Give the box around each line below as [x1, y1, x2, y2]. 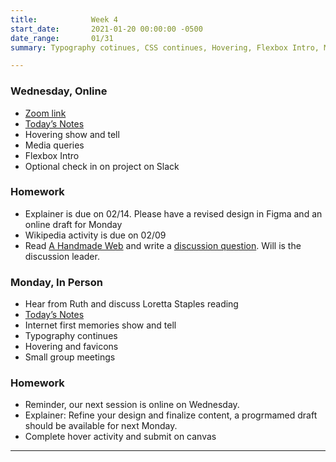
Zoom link [24, 107, 67, 119]
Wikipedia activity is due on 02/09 [24, 229, 167, 241]
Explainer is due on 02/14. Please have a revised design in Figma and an [24, 207, 323, 220]
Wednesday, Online [10, 84, 108, 98]
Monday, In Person [10, 275, 103, 289]
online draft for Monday [24, 218, 123, 230]
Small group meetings [24, 351, 116, 363]
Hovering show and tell [24, 128, 120, 140]
